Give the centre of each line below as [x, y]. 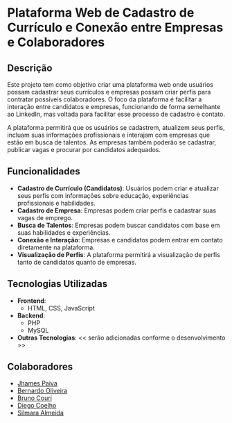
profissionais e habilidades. [56, 203]
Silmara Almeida [41, 413]
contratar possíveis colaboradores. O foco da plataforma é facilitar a [105, 99]
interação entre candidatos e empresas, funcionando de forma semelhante [114, 107]
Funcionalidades [44, 172]
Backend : [31, 315]
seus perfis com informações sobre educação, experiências [103, 195]
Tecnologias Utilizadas [57, 284]
